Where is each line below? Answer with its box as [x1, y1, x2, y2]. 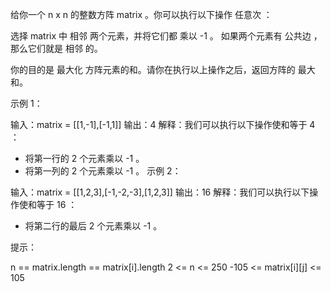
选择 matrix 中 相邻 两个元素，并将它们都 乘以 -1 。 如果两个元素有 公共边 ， [10, 30, 323, 42]
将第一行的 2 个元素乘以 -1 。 [24, 153, 145, 164]
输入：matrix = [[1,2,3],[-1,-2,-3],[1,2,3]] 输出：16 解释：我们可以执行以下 [10, 186, 310, 198]
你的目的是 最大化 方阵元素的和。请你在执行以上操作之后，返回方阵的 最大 [10, 64, 316, 75]
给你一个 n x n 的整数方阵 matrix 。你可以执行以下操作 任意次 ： [10, 9, 273, 20]
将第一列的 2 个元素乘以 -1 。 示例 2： [24, 165, 182, 177]
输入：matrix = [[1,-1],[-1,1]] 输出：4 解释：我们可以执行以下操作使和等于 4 [10, 119, 316, 130]
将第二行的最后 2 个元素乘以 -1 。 [24, 220, 163, 232]
